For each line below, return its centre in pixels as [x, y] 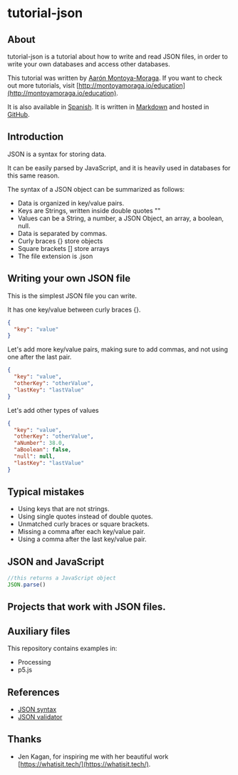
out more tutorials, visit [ [43, 86]
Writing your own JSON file [69, 278]
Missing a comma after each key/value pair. [82, 532]
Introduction [36, 137]
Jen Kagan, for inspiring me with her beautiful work [93, 756]
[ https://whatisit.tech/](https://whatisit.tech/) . [84, 764]
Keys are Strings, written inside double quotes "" [89, 210]
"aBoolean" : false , [43, 450]
